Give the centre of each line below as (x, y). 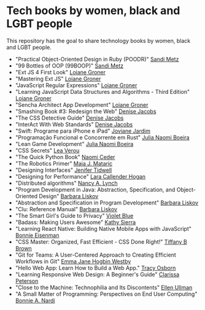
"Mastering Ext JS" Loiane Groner (58, 79)
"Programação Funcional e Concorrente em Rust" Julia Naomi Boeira (102, 137)
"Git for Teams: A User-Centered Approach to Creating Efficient (95, 255)
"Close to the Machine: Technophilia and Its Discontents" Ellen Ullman (104, 287)
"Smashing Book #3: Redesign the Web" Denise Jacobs (86, 111)
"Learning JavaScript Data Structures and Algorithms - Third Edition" (102, 91)
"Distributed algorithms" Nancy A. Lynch (66, 183)
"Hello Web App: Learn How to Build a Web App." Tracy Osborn (95, 268)
